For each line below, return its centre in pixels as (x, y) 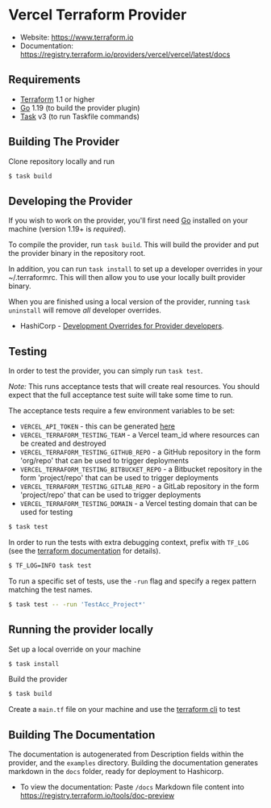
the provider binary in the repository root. (77, 253)
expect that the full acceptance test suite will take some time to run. (121, 395)
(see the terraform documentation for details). (85, 551)
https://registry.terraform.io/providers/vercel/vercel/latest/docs (125, 54)
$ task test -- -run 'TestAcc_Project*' (77, 604)
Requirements (44, 80)
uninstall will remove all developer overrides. (85, 310)
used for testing (46, 512)
